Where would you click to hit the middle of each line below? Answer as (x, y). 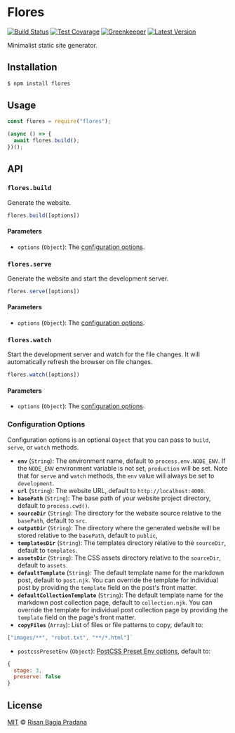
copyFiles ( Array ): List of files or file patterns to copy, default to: (110, 624)
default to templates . (47, 550)
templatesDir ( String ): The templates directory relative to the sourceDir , (122, 543)
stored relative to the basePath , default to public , (87, 535)
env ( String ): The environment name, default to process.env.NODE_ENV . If (121, 461)
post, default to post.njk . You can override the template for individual (118, 580)
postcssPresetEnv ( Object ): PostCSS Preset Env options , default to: (114, 651)
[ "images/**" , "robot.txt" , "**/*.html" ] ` (70, 638)
